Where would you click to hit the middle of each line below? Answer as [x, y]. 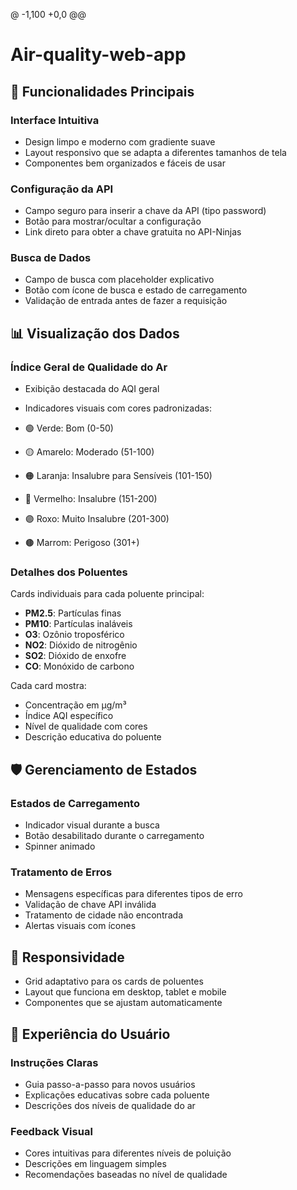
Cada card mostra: [48, 686]
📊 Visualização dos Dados [95, 333]
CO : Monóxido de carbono [79, 666]
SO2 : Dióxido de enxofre [75, 656]
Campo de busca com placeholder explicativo [119, 280]
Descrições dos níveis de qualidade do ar [110, 1105]
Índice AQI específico [69, 716]
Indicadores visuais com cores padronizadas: [118, 408]
